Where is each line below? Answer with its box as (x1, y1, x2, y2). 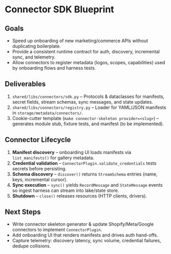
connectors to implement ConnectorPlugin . (12, 227, 102, 233)
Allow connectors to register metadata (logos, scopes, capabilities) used (12, 60, 165, 65)
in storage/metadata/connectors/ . (12, 109, 83, 116)
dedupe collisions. (12, 243, 51, 249)
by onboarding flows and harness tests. (12, 65, 96, 71)
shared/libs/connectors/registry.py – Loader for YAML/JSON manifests (12, 104, 166, 110)
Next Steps (5, 208, 41, 217)
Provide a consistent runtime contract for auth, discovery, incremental (12, 49, 160, 54)
